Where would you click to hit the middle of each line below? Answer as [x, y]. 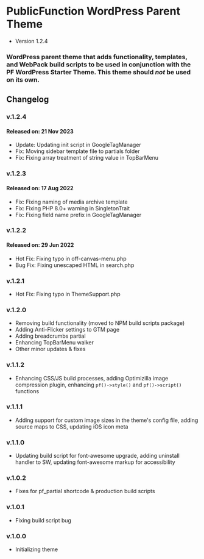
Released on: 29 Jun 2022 [40, 245]
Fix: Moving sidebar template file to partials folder [77, 151]
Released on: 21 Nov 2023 [40, 131]
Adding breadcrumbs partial [51, 336]
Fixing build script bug [43, 520]
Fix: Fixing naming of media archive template [71, 202]
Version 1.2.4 [31, 41]
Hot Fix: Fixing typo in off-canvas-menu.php [71, 258]
